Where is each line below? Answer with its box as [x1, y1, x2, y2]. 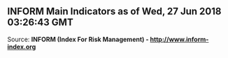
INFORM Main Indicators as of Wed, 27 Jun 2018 [7, 6, 222, 17]
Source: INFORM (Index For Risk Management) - [7, 35, 149, 43]
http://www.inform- [150, 35, 209, 43]
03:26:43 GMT [7, 17, 73, 29]
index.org [7, 42, 36, 51]
